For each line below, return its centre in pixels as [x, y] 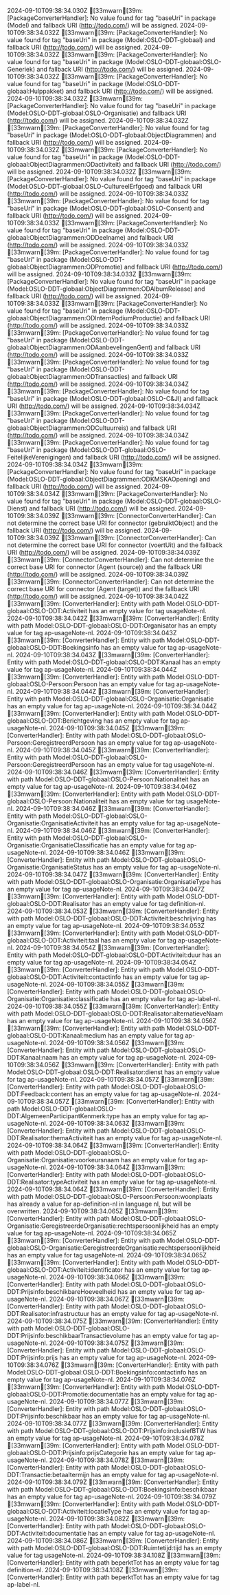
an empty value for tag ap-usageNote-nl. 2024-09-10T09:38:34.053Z [106, 926]
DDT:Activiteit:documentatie [47, 1533]
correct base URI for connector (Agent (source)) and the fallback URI [105, 567]
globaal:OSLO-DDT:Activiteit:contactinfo [64, 977]
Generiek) [21, 69]
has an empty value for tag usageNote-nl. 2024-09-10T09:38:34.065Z [107, 1255]
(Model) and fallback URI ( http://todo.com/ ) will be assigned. [93, 25]
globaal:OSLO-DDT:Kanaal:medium [57, 1036]
